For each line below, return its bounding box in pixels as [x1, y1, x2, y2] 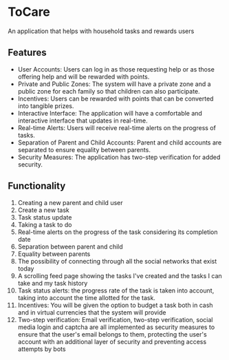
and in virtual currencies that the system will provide [17, 308, 166, 317]
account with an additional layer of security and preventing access [17, 337, 207, 346]
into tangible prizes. [17, 101, 74, 110]
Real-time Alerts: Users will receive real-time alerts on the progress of [17, 123, 216, 131]
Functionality [8, 180, 66, 192]
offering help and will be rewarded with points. [17, 72, 150, 81]
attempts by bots [17, 345, 66, 353]
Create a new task [17, 206, 69, 214]
